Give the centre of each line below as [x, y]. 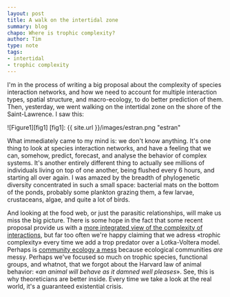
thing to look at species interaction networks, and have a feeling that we [109, 148]
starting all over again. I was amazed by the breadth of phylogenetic [104, 178]
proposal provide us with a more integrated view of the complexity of [105, 227]
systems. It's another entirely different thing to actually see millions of [106, 162]
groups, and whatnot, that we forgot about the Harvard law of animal [104, 264]
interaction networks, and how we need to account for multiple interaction [112, 92]
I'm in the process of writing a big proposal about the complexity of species [114, 84]
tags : [15, 52]
